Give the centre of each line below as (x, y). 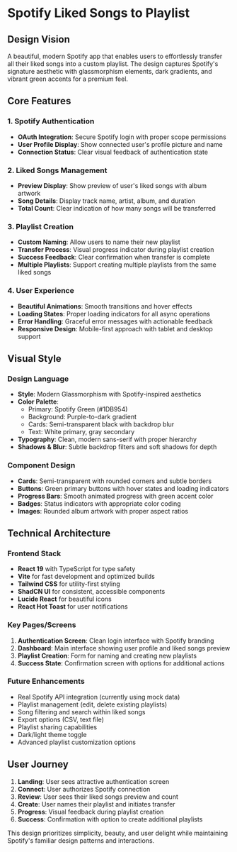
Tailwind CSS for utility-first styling (69, 584)
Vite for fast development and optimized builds (86, 577)
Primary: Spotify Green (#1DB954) (78, 409)
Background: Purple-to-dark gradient (82, 417)
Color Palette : (38, 402)
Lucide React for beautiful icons (64, 599)
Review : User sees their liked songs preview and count (98, 797)
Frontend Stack (34, 553)
